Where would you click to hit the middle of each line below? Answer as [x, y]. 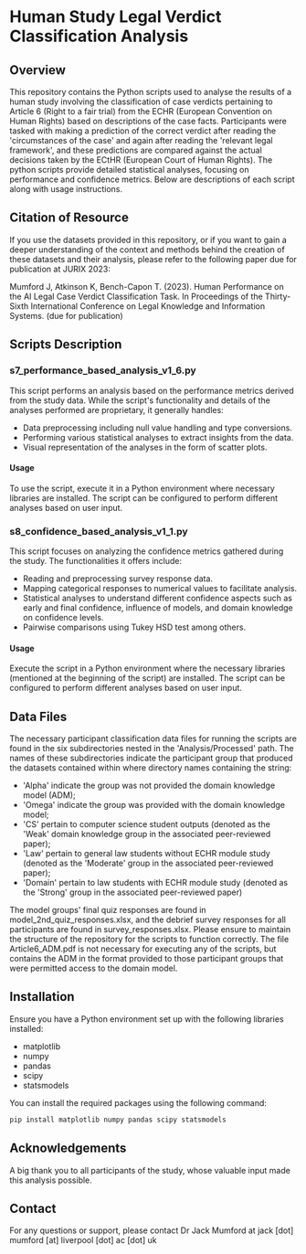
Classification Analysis [99, 36]
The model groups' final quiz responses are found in [108, 910]
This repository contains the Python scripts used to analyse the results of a [151, 92]
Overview [38, 70]
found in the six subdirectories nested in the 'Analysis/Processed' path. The [152, 749]
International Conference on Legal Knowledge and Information [148, 306]
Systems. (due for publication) [66, 315]
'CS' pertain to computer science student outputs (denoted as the [147, 824]
